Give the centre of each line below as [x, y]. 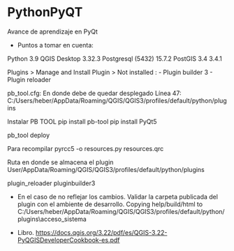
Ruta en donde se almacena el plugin [60, 162]
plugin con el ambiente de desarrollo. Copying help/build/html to [110, 204]
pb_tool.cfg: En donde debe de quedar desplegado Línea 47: [94, 93]
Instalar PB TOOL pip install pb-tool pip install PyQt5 [82, 121]
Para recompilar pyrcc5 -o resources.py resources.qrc [86, 148]
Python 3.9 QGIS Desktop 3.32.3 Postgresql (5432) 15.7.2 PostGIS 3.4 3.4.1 [115, 58]
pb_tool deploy [29, 135]
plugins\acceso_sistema [52, 219]
